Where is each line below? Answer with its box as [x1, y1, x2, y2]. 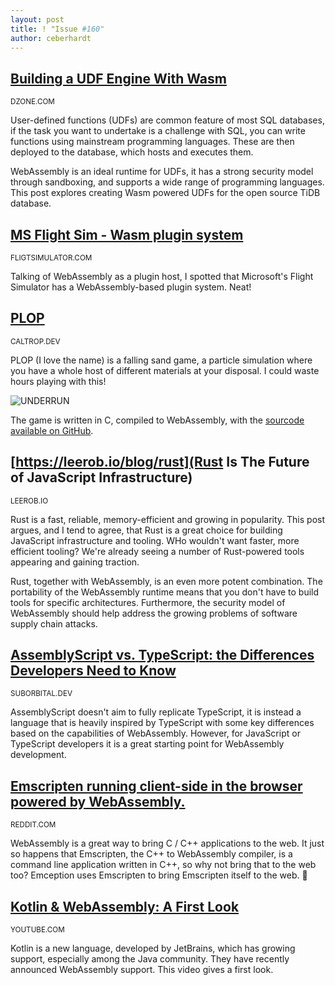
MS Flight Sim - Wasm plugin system [10, 226, 244, 243]
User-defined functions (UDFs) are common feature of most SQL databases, [10, 114, 325, 126]
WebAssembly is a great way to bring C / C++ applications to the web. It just [10, 837, 325, 850]
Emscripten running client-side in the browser [10, 777, 303, 795]
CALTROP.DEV [10, 336, 61, 346]
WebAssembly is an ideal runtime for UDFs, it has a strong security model [10, 166, 314, 178]
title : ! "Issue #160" [10, 24, 105, 34]
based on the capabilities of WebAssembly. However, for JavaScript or [10, 727, 301, 740]
